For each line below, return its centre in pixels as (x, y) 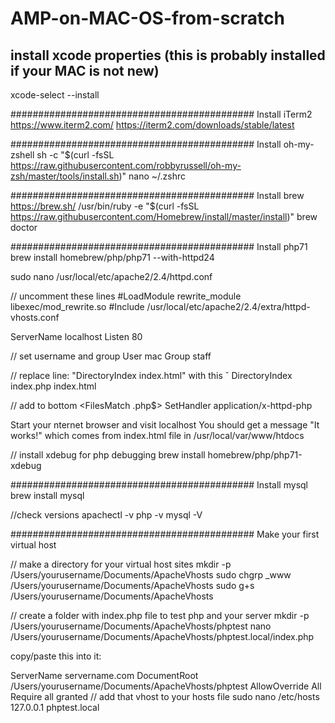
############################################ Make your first (165, 534)
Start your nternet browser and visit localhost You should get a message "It (165, 425)
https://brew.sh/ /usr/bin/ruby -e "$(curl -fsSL (105, 206)
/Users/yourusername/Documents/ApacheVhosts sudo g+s (132, 585)
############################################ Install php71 (159, 246)
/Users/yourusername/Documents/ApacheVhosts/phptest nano (141, 626)
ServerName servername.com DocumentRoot (104, 675)
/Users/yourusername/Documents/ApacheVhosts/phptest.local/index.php (162, 636)
